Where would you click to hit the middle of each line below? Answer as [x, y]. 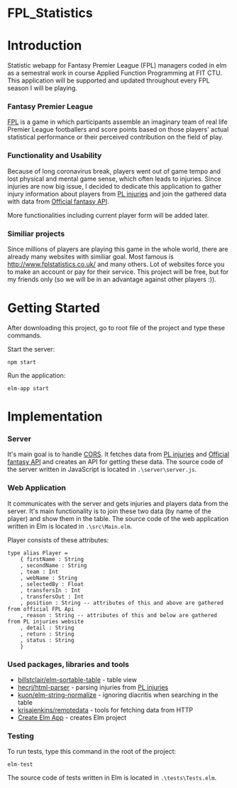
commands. [25, 335]
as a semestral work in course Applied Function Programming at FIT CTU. [115, 73]
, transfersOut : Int [52, 597]
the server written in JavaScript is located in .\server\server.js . [102, 469]
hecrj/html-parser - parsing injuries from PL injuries [93, 688]
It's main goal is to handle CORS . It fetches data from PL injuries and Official [118, 454]
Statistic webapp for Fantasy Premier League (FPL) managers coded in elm [117, 65]
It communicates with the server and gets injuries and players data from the [118, 503]
